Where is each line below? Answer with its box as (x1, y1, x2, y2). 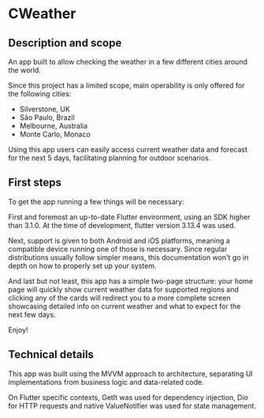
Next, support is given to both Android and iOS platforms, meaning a (8, 236, 230, 245)
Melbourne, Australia (19, 121, 88, 130)
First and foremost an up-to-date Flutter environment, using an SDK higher (8, 212, 251, 222)
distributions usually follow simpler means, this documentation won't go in (8, 252, 249, 262)
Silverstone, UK (19, 104, 71, 114)
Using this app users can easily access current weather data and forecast (8, 145, 248, 154)
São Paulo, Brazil (19, 113, 75, 122)
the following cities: (8, 89, 72, 99)
